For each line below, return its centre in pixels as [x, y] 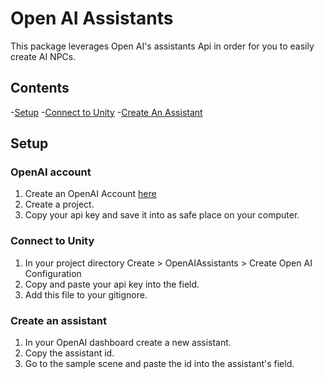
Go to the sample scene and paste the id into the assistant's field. [159, 364]
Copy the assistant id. [69, 353]
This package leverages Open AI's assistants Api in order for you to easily [162, 46]
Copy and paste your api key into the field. [112, 284]
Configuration [53, 273]
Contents [40, 88]
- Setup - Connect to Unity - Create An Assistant [106, 112]
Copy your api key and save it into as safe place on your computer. [162, 215]
